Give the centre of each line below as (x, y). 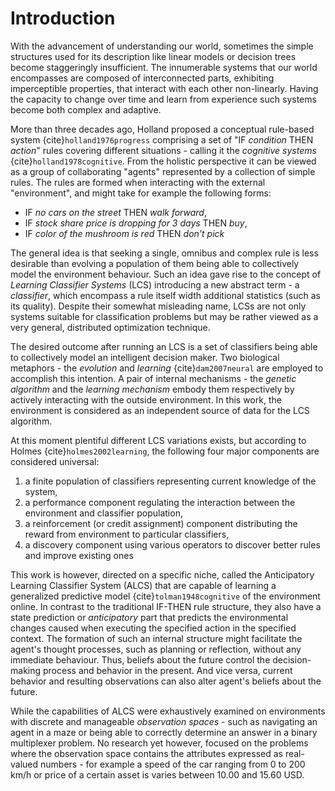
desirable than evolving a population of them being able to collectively (155, 263)
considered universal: (55, 461)
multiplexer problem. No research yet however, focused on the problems (159, 743)
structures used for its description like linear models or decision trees (153, 56)
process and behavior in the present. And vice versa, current (167, 670)
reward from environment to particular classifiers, (127, 534)
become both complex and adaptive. (86, 109)
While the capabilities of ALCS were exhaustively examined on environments (168, 711)
